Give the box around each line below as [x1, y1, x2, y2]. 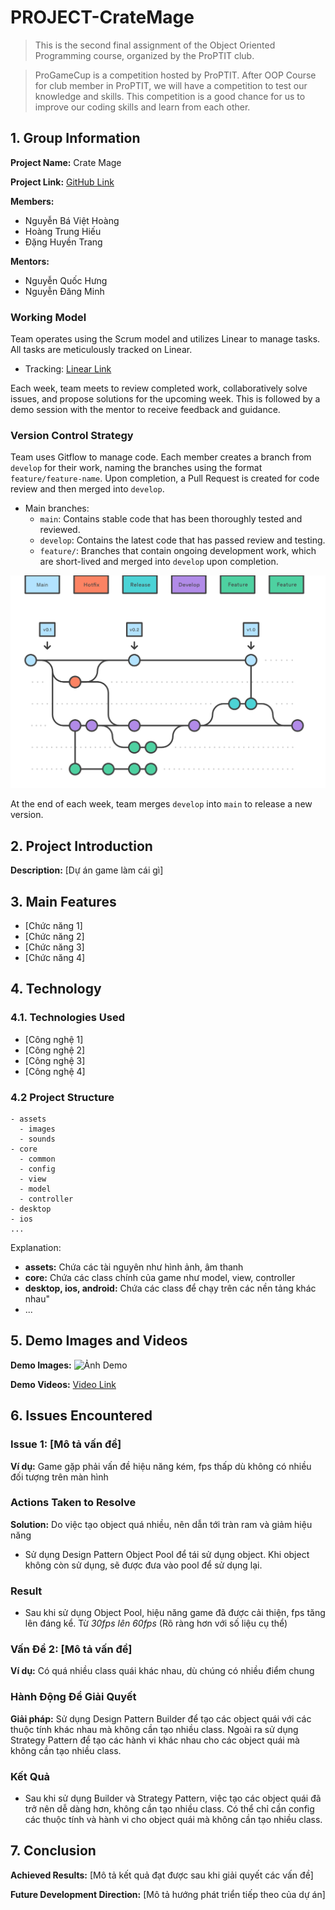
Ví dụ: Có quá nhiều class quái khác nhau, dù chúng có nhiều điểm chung [10, 1665, 315, 1677]
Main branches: [24, 502, 90, 515]
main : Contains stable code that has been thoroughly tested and [39, 513, 303, 525]
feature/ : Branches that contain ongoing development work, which [39, 545, 317, 557]
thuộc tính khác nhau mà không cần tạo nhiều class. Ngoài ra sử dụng [10, 1723, 299, 1735]
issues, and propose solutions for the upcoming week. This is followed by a [10, 393, 321, 405]
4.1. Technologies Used [10, 1011, 126, 1025]
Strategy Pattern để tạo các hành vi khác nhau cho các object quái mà [10, 1734, 300, 1746]
